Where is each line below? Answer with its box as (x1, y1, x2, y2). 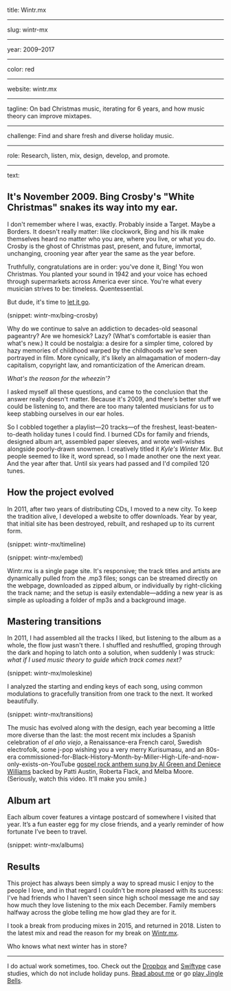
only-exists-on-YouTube (7, 760, 76, 768)
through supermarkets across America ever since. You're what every (7, 277, 202, 285)
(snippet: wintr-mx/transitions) (7, 711, 93, 719)
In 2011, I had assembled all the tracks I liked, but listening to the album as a (7, 634, 221, 642)
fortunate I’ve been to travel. (7, 827, 88, 836)
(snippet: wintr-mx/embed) (7, 553, 84, 561)
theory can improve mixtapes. (7, 112, 92, 120)
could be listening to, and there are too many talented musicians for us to (7, 402, 214, 410)
